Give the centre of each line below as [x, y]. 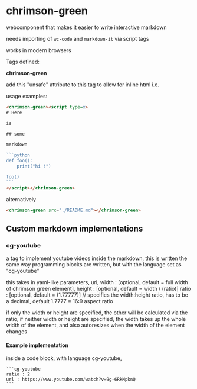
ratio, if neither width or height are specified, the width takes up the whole [96, 319]
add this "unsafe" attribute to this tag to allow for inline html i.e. [83, 85]
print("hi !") [34, 166]
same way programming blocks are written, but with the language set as [94, 265]
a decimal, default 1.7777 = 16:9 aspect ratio [60, 301]
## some [16, 134]
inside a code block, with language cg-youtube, [64, 358]
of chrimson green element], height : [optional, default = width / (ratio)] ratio [98, 289]
